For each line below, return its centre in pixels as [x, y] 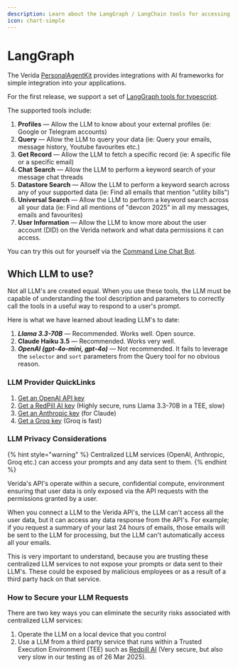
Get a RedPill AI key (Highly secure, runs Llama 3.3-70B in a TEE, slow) [121, 405]
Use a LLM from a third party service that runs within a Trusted [110, 642]
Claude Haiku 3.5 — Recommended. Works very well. [97, 341]
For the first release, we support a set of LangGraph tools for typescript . [113, 97]
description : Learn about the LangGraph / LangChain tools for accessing [119, 14]
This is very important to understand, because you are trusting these [108, 556]
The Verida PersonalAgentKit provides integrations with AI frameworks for [116, 75]
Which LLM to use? [50, 274]
